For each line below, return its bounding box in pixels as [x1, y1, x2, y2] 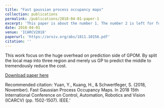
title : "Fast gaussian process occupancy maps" [5, 7, 104, 12]
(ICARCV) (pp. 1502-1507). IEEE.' [5, 97, 71, 103]
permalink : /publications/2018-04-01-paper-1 [5, 16, 99, 21]
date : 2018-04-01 [5, 25, 41, 30]
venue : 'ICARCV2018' [5, 30, 47, 35]
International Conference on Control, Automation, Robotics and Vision [5, 92, 145, 98]
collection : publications [5, 12, 58, 17]
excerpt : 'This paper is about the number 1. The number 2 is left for [5, 21, 154, 26]
